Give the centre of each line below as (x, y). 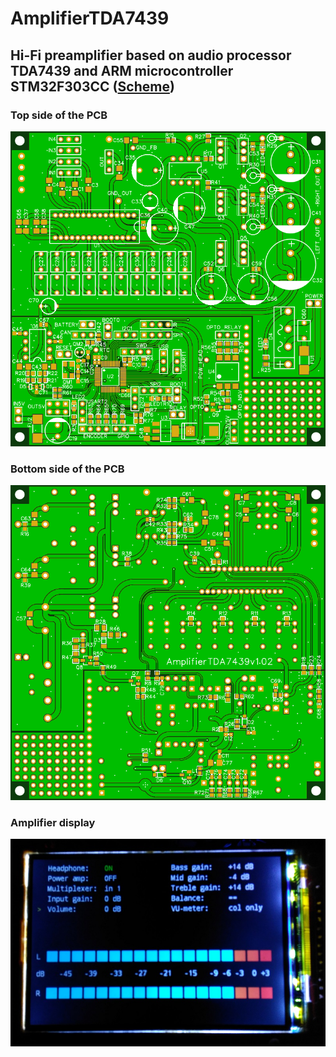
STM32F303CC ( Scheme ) (92, 86)
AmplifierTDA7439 (90, 18)
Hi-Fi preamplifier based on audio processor (151, 55)
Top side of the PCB (59, 115)
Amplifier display (53, 823)
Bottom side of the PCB (67, 469)
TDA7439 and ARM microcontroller (122, 70)
